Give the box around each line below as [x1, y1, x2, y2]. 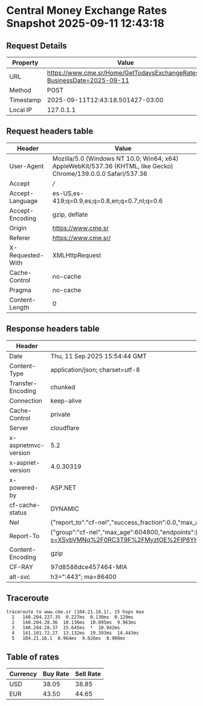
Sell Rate [75, 670, 101, 678]
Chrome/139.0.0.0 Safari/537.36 [52, 169, 148, 178]
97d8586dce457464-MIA [50, 563, 127, 571]
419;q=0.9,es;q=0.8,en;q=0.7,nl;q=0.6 [52, 196, 163, 205]
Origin [9, 224, 27, 232]
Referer [9, 233, 31, 242]
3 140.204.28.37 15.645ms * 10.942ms [11, 625, 120, 631]
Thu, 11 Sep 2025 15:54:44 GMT [50, 352, 147, 360]
